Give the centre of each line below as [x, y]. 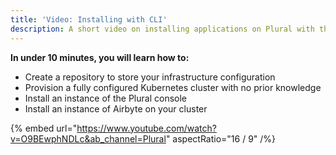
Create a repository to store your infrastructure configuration [150, 77]
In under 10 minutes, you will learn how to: [100, 57]
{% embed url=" [44, 128]
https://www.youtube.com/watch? [146, 128]
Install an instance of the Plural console [105, 98]
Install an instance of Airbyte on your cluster [116, 108]
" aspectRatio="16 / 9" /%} [221, 138]
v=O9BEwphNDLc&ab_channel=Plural [88, 138]
